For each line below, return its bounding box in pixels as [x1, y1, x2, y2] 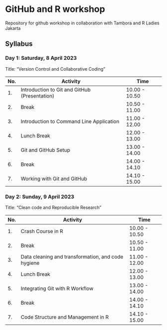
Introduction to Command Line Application [20, 118, 120, 125]
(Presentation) [20, 92, 55, 99]
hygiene [20, 259, 40, 266]
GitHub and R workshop [5, 3, 105, 15]
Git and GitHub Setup [20, 146, 71, 153]
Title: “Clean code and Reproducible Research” [5, 204, 102, 210]
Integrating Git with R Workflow [20, 285, 93, 292]
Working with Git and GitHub [20, 175, 87, 182]
